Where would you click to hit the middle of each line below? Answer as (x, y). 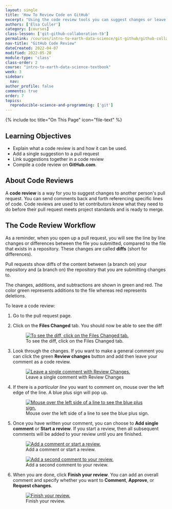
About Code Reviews (39, 181)
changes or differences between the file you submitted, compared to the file (86, 243)
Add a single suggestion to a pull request (56, 154)
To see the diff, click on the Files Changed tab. (74, 341)
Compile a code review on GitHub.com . (55, 164)
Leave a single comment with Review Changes (74, 377)
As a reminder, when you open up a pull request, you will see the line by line (85, 238)
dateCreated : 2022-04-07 (32, 48)
